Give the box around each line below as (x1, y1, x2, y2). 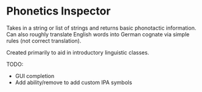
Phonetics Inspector (6, 4, 111, 18)
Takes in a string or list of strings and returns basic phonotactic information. (6, 24, 197, 31)
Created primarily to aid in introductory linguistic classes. (6, 48, 150, 56)
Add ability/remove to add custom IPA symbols (15, 79, 133, 86)
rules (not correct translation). (6, 37, 82, 44)
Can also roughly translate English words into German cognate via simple (6, 30, 190, 38)
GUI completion (15, 72, 55, 79)
